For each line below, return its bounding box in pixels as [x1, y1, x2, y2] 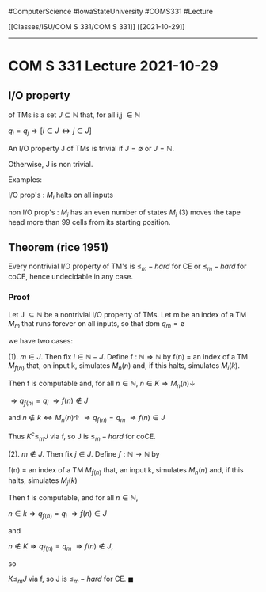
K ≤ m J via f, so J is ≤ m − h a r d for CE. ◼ [8, 574, 135, 585]
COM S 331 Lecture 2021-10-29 [8, 57, 219, 75]
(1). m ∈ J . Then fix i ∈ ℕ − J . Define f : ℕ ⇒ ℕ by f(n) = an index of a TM [8, 352, 248, 362]
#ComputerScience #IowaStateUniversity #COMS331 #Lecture [8, 7, 214, 16]
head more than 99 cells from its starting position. [8, 218, 171, 227]
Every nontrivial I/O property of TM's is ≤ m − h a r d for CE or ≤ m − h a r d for [8, 261, 247, 272]
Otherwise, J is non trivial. [8, 159, 93, 169]
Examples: [8, 174, 42, 184]
